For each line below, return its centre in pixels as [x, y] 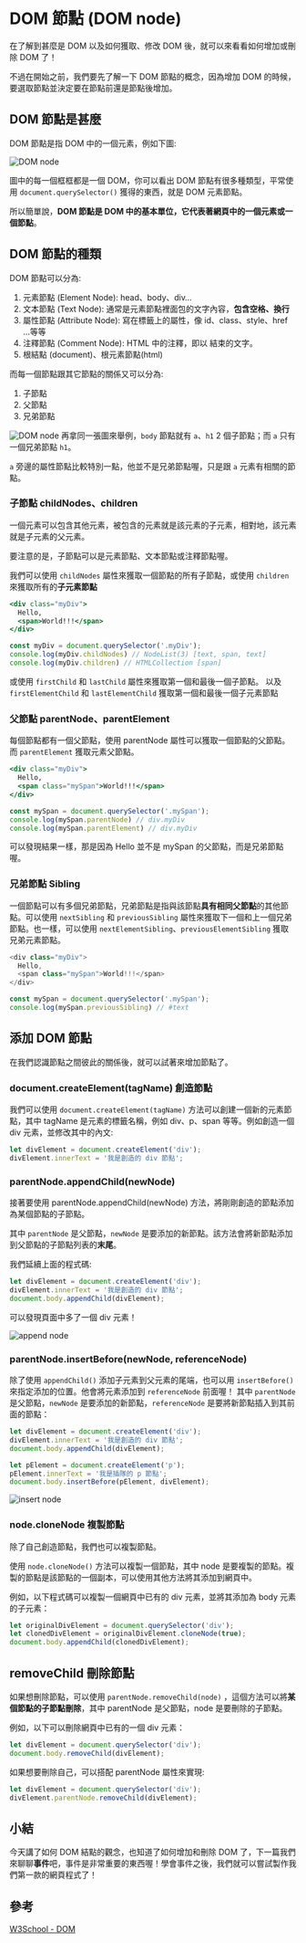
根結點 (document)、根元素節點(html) [93, 354]
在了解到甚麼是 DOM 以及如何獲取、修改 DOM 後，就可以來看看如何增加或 [149, 46]
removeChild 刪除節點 [72, 1673]
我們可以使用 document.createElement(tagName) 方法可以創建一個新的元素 [147, 1109]
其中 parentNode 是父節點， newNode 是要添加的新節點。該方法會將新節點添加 [151, 1234]
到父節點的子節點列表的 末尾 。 [65, 1245]
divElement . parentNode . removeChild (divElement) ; [103, 1798]
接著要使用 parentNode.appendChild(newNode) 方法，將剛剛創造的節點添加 [152, 1203]
